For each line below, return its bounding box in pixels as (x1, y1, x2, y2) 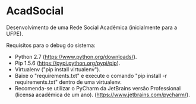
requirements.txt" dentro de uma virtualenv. (14, 78, 122, 86)
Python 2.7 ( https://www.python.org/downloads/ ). (14, 53, 137, 60)
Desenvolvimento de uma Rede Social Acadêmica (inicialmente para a (6, 24, 178, 31)
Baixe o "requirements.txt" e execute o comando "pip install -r (14, 72, 167, 79)
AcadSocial (6, 4, 64, 18)
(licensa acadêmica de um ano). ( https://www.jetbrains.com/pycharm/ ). (14, 91, 190, 98)
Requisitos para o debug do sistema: (6, 42, 96, 49)
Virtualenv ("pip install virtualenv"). (14, 65, 101, 73)
